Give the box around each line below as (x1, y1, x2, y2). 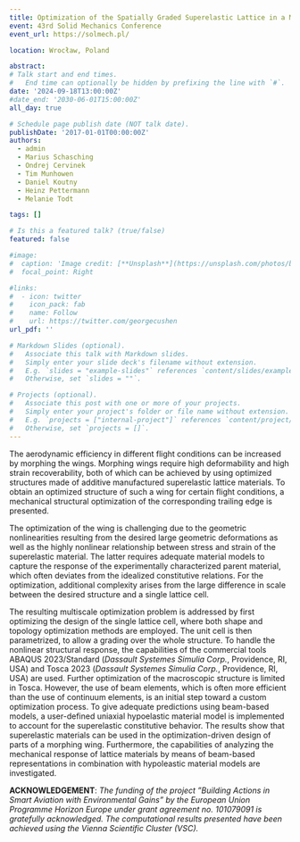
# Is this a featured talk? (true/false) (9, 227, 166, 236)
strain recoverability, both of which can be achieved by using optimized (9, 467, 272, 478)
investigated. (9, 767, 57, 778)
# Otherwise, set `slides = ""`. (9, 374, 142, 384)
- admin (17, 145, 46, 154)
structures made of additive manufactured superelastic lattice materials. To (9, 477, 286, 488)
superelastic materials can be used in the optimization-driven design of (9, 729, 271, 740)
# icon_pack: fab (9, 300, 87, 309)
